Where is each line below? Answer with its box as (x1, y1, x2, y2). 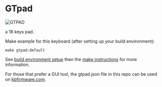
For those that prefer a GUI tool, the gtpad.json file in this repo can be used (5, 71, 158, 77)
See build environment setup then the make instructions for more (5, 56, 137, 62)
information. (5, 61, 30, 67)
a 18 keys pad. (5, 29, 34, 34)
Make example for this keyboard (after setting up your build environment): (5, 38, 155, 44)
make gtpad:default (5, 48, 45, 53)
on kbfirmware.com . (5, 76, 46, 82)
